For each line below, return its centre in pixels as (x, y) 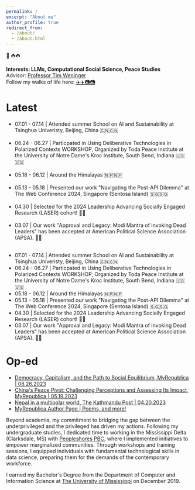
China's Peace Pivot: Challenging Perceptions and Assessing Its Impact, (101, 390)
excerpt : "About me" (31, 17)
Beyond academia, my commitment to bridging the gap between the (88, 420)
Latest (22, 108)
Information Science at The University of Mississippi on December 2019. (93, 481)
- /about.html (28, 39)
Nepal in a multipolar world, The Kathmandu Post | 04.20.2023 (90, 402)
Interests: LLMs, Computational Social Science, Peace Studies (83, 69)
